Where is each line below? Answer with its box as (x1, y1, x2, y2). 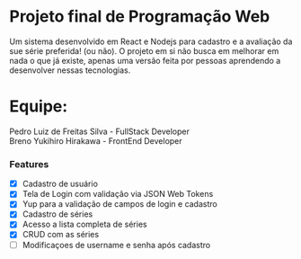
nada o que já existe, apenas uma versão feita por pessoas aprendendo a (9, 55, 281, 66)
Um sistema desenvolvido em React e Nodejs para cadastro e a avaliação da (9, 36, 293, 47)
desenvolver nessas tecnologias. (9, 65, 131, 76)
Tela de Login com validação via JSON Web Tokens (22, 189, 214, 200)
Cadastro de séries (22, 209, 93, 219)
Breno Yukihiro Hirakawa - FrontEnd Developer (9, 135, 182, 146)
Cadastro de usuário (22, 178, 99, 190)
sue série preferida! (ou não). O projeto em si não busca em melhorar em (9, 45, 279, 56)
